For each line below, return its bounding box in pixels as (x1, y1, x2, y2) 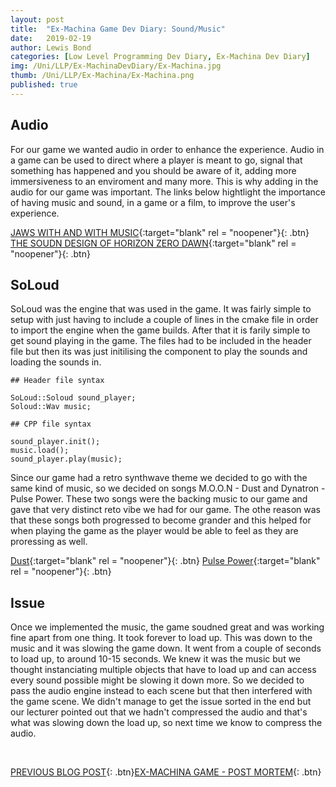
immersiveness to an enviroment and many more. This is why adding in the (10, 175, 319, 187)
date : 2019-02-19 (10, 33, 92, 43)
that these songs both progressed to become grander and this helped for (10, 514, 312, 526)
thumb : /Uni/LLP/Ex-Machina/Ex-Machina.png (10, 71, 195, 81)
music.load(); (10, 446, 70, 456)
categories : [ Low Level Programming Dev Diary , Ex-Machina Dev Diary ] (10, 52, 311, 62)
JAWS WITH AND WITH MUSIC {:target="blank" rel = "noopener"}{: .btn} (10, 226, 310, 238)
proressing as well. (10, 536, 88, 548)
